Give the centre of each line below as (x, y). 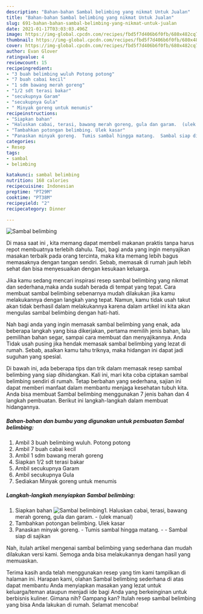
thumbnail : (20, 40)
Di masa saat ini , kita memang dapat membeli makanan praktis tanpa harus (100, 243)
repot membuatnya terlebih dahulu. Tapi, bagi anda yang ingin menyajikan (98, 250)
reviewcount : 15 (27, 62)
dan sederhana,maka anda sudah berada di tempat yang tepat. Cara (91, 287)
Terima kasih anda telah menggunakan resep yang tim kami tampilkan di (96, 573)
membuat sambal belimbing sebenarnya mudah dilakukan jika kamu (91, 293)
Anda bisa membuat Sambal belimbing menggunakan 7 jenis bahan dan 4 (98, 394)
